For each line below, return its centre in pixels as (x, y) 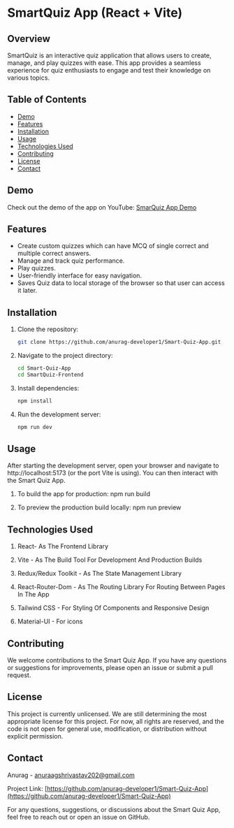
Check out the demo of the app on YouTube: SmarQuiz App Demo (102, 207)
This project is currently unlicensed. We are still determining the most (107, 713)
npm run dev (35, 427)
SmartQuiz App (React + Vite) (95, 13)
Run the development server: (59, 414)
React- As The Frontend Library (63, 546)
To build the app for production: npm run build (83, 494)
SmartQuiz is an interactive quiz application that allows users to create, (109, 55)
